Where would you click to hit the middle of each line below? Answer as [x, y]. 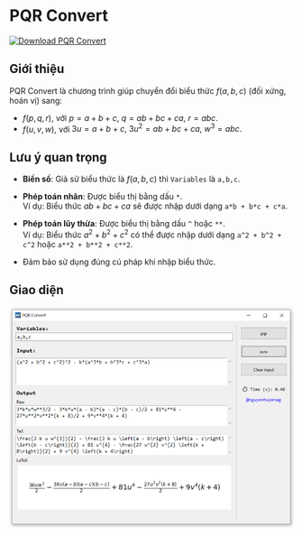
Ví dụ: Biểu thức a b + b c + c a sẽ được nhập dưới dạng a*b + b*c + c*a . [155, 206]
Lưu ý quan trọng [58, 157]
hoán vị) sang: [36, 100]
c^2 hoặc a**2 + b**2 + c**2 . [78, 244]
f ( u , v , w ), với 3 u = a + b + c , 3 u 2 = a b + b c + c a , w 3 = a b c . [132, 128]
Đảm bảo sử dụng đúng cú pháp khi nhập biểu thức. [119, 262]
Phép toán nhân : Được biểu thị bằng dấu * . [102, 197]
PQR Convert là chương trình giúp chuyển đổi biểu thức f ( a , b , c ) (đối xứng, [148, 90]
